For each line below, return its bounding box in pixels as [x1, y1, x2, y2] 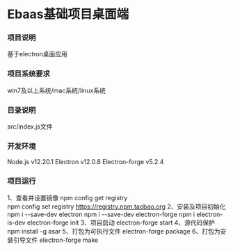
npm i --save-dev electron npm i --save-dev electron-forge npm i [7, 210, 195, 218]
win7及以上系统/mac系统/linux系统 [7, 86, 106, 95]
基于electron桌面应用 [7, 50, 67, 58]
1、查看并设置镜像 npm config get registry [7, 193, 128, 202]
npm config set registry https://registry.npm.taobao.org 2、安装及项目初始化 [7, 202, 226, 211]
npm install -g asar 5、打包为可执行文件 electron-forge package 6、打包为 [7, 227, 220, 235]
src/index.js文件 [7, 122, 54, 131]
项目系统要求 [7, 69, 51, 79]
